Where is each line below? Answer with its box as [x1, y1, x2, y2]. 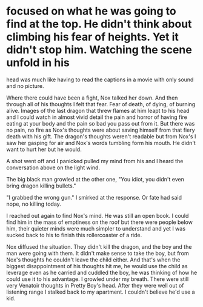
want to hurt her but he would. [6, 146, 82, 153]
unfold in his [6, 56, 70, 70]
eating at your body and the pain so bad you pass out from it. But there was [6, 120, 195, 127]
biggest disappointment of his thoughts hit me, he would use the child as [6, 262, 188, 269]
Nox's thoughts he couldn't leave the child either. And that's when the [6, 256, 181, 263]
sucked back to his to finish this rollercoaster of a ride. [6, 231, 142, 238]
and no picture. [6, 82, 44, 89]
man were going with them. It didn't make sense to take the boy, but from [6, 249, 189, 257]
